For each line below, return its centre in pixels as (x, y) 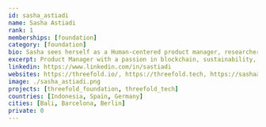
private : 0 (26, 111)
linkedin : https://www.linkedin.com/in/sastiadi (90, 67)
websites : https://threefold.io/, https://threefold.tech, (108, 74)
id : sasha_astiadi (38, 15)
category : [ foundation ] (47, 45)
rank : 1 (21, 30)
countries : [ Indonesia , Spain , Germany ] (76, 96)
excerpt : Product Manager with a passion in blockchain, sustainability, (133, 60)
